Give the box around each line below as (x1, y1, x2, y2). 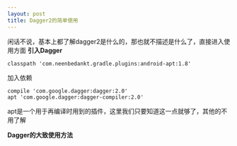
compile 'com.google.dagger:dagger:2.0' (7, 87, 129, 95)
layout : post (7, 10, 46, 18)
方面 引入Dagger (13, 46, 62, 54)
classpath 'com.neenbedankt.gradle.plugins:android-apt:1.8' (7, 60, 192, 67)
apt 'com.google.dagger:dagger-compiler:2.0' (7, 93, 144, 101)
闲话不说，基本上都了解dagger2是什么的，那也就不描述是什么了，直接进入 (7, 37, 224, 46)
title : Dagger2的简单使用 (7, 17, 79, 24)
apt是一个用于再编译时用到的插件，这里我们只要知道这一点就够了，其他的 (7, 107, 221, 115)
